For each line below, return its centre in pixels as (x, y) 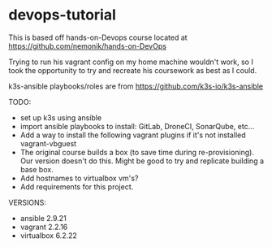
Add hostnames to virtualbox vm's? (79, 178)
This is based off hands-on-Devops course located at (98, 37)
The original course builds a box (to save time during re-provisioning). (137, 152)
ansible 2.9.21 (43, 218)
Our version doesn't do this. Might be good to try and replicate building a (142, 161)
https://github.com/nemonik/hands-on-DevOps (87, 45)
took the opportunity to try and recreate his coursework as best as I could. (133, 70)
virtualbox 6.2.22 (48, 235)
